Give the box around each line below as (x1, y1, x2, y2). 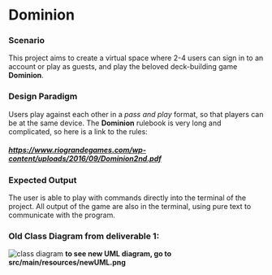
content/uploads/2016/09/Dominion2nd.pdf (8, 154, 162, 164)
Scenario (8, 35, 45, 46)
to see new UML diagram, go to (64, 249, 172, 259)
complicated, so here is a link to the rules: (8, 126, 148, 136)
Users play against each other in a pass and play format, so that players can (8, 109, 264, 119)
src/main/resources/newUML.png (8, 258, 126, 268)
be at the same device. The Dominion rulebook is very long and (8, 118, 222, 128)
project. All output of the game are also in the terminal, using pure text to (8, 202, 252, 212)
